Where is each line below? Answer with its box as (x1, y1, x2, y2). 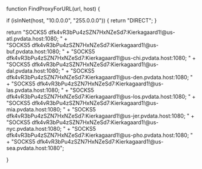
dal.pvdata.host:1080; (6, 67, 61, 75)
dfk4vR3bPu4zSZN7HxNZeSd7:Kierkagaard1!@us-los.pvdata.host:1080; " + (6, 93, 196, 100)
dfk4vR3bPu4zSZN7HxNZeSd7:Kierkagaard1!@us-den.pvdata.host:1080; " (6, 74, 193, 81)
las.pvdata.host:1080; (6, 87, 60, 93)
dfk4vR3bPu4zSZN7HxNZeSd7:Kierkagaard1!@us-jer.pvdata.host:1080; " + (6, 112, 195, 119)
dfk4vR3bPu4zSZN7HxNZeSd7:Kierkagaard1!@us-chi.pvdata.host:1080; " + (6, 55, 196, 61)
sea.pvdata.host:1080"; (6, 145, 64, 151)
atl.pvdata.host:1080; (6, 35, 59, 42)
